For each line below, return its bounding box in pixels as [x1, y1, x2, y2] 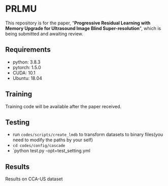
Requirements [5, 45, 51, 54]
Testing [5, 118, 30, 127]
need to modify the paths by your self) [12, 137, 93, 143]
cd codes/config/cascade [12, 143, 65, 148]
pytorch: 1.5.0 [12, 64, 42, 70]
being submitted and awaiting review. [5, 30, 84, 37]
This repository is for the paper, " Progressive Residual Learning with [5, 20, 151, 26]
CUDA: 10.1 [12, 70, 36, 76]
